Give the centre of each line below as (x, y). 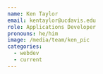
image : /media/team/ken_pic (49, 40)
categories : (25, 47)
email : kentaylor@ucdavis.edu (52, 20)
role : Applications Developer (52, 27)
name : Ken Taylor (33, 14)
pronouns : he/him (33, 33)
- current (28, 60)
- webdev (26, 54)
